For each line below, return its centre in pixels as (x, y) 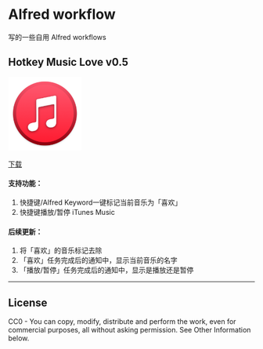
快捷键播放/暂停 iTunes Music (67, 212)
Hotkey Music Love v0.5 (68, 62)
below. (19, 338)
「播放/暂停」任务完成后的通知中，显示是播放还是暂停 (106, 270)
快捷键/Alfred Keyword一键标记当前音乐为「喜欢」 (101, 202)
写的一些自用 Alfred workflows (58, 37)
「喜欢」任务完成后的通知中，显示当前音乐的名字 (98, 260)
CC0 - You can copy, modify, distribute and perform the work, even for (122, 321)
